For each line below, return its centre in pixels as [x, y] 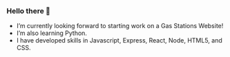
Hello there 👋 [29, 11]
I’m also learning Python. [52, 33]
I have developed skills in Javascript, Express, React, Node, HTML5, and [119, 41]
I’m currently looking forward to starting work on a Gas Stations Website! [120, 26]
